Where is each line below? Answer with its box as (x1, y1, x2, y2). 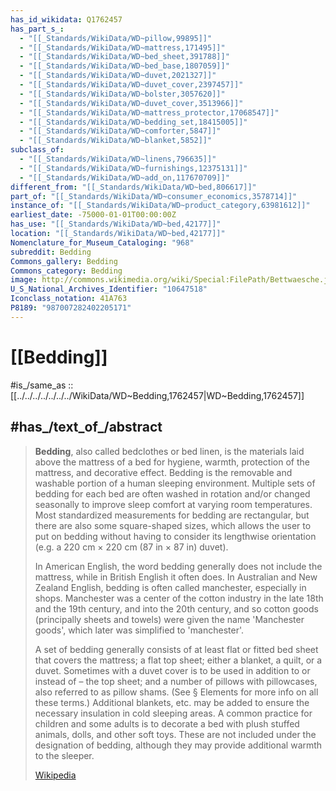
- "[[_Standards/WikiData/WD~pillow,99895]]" (19, 33, 213, 43)
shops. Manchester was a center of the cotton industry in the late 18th (34, 592, 324, 604)
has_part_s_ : (10, 24, 65, 34)
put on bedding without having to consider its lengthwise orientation (34, 530, 317, 542)
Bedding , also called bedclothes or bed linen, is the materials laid (34, 445, 305, 457)
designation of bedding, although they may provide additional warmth (34, 739, 323, 751)
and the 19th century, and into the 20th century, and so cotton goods (34, 602, 319, 615)
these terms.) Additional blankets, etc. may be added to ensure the (34, 696, 310, 708)
